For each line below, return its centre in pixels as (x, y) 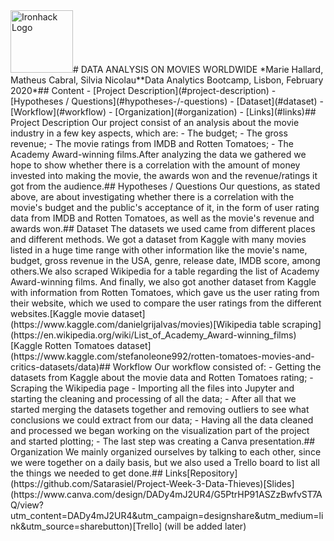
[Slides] (279, 483)
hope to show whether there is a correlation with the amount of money (155, 165)
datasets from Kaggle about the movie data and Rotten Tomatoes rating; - (162, 377)
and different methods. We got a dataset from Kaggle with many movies (158, 239)
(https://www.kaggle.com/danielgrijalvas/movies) (112, 324)
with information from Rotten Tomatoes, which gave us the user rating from (165, 292)
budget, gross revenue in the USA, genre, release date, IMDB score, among (165, 260)
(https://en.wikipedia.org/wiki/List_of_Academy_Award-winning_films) (153, 335)
